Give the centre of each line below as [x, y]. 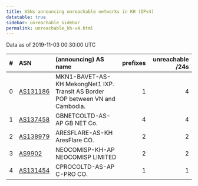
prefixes [134, 63]
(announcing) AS [80, 60]
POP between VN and [85, 99]
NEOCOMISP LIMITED [86, 157]
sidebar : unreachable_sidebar [43, 22]
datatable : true [26, 17]
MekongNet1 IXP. [90, 84]
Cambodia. [70, 106]
